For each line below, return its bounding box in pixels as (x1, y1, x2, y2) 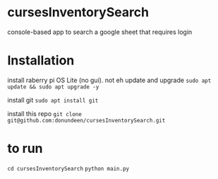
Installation (7, 52, 75, 69)
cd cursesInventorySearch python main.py (7, 165, 129, 172)
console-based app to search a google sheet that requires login (7, 28, 193, 36)
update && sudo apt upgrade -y (7, 83, 99, 91)
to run (7, 141, 44, 156)
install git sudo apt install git (7, 96, 99, 104)
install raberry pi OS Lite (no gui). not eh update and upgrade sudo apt (7, 76, 212, 84)
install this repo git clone (7, 109, 83, 117)
